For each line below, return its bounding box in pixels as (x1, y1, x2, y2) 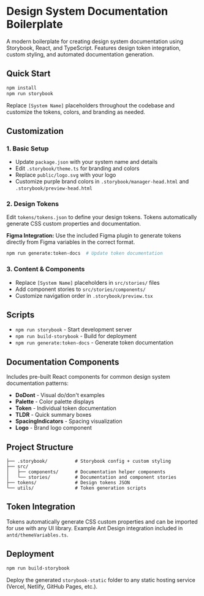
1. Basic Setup (6, 144, 49, 153)
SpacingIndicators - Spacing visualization (15, 417, 123, 425)
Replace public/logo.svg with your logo (15, 171, 116, 179)
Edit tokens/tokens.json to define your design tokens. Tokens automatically (6, 214, 197, 221)
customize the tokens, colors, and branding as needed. (6, 108, 146, 115)
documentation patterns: (6, 379, 69, 387)
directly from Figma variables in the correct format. (6, 238, 135, 246)
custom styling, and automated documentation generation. (6, 50, 154, 58)
